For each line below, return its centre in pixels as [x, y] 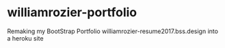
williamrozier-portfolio [72, 13]
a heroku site [25, 38]
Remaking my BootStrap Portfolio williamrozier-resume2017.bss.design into [113, 31]
